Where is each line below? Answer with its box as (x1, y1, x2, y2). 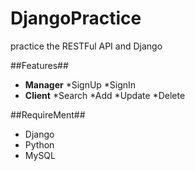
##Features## (10, 59, 69, 71)
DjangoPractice (10, 7, 142, 30)
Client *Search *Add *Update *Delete (24, 89, 186, 101)
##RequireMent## (10, 108, 86, 121)
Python (24, 138, 55, 151)
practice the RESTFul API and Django (10, 40, 163, 52)
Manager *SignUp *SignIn (24, 78, 137, 91)
